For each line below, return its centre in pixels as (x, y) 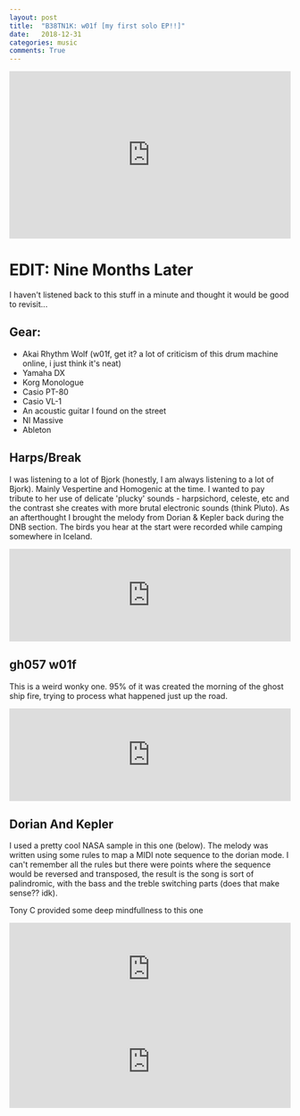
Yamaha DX (43, 372)
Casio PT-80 (45, 391)
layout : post (33, 17)
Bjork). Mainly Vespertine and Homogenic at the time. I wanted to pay (137, 488)
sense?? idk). (33, 893)
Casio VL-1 (42, 401)
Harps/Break (46, 458)
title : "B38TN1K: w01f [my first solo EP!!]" (97, 26)
